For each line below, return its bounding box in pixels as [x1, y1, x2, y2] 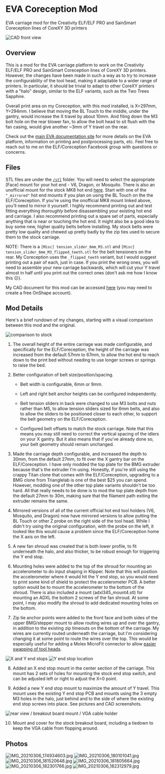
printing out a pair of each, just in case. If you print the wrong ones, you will [5, 259, 159, 265]
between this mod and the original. [5, 322, 76, 328]
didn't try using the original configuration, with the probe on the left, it [12, 523, 154, 529]
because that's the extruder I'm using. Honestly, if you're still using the [12, 467, 156, 472]
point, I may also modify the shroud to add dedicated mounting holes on [12, 600, 159, 606]
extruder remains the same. [12, 498, 69, 504]
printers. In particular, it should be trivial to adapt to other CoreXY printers [5, 83, 155, 89]
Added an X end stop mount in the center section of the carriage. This [12, 665, 155, 671]
